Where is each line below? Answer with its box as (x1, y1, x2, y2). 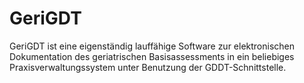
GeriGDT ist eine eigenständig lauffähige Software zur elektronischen (9, 40, 296, 52)
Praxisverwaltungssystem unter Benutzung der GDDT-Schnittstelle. (9, 61, 287, 73)
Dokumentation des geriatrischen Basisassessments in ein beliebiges (9, 50, 295, 62)
